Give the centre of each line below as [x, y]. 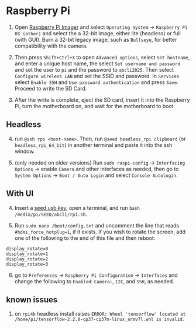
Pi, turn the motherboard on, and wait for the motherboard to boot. [95, 106]
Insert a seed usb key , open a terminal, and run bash [77, 207]
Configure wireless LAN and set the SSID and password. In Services [97, 76]
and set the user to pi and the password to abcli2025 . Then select [94, 69]
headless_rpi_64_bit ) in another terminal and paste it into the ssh [93, 145]
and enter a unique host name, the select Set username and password [97, 63]
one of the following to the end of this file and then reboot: [85, 238]
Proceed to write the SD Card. [51, 88]
